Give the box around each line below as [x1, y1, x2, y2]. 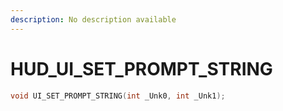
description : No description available [10, 14, 177, 25]
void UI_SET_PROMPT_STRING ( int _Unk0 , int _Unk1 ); [10, 91, 226, 101]
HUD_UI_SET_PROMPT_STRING [10, 57, 273, 80]
